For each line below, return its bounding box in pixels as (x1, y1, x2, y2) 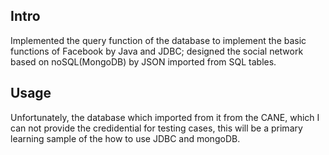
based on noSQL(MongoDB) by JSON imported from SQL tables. (10, 55, 277, 68)
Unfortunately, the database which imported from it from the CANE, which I (10, 111, 320, 123)
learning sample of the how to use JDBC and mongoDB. (10, 132, 241, 144)
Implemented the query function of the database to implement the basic (10, 34, 307, 46)
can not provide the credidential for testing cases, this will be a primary (10, 122, 303, 134)
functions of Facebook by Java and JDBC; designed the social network (10, 45, 304, 57)
